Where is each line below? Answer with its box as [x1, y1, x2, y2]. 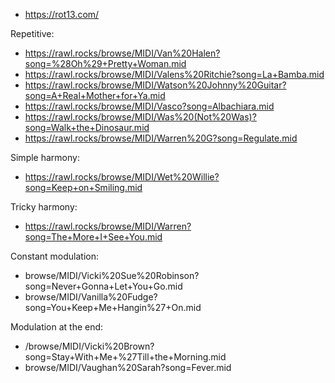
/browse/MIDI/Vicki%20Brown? [24, 340, 155, 352]
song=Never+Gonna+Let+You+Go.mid [24, 280, 183, 292]
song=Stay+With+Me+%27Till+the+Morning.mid [24, 351, 227, 363]
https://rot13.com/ [24, 9, 100, 20]
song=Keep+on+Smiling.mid [24, 182, 143, 193]
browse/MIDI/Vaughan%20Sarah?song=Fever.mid [24, 362, 232, 373]
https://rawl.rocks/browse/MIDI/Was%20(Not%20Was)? [24, 111, 257, 123]
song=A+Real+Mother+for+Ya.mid [24, 90, 166, 101]
